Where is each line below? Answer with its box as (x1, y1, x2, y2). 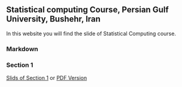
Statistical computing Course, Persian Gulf (6, 5, 169, 15)
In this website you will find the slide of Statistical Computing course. (6, 30, 177, 37)
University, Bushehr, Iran (6, 14, 101, 24)
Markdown (6, 45, 38, 53)
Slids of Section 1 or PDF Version (6, 74, 87, 82)
